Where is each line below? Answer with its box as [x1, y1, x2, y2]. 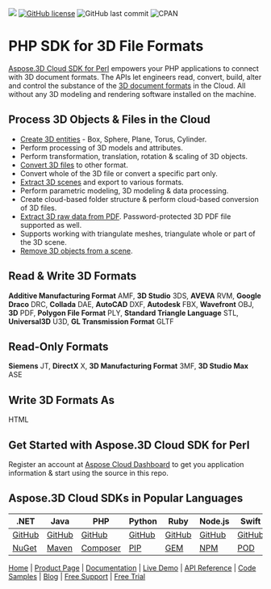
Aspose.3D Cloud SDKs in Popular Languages [8, 491, 244, 505]
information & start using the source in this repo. [8, 469, 169, 478]
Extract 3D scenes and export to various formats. [19, 177, 184, 187]
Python [128, 515, 157, 527]
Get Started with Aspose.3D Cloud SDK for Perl [8, 438, 250, 452]
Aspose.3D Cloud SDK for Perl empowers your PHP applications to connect [8, 63, 260, 73]
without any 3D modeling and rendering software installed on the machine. [8, 89, 256, 99]
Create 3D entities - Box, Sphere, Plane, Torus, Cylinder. [19, 134, 207, 144]
